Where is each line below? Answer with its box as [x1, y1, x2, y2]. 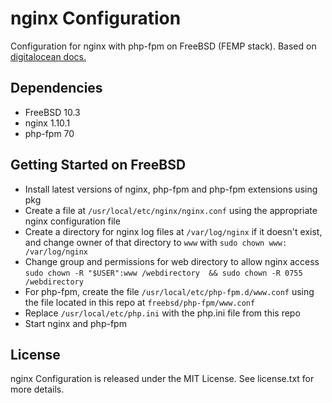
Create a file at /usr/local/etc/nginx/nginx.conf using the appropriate [24, 204, 318, 216]
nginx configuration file [24, 215, 121, 227]
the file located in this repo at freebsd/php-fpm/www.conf [24, 296, 256, 308]
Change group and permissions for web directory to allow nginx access [24, 255, 320, 267]
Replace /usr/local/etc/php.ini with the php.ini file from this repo [24, 307, 301, 319]
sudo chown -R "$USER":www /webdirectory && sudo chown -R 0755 [24, 268, 303, 278]
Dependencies [10, 80, 103, 97]
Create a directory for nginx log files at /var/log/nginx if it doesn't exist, [24, 225, 323, 237]
